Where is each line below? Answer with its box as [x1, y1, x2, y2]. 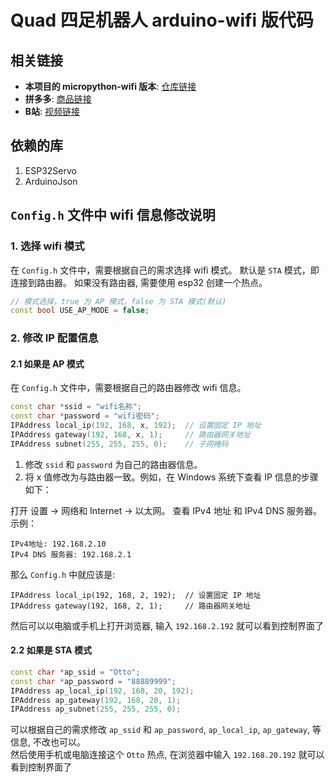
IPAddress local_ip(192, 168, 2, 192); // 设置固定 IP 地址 [10, 590, 262, 600]
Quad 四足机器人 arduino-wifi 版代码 [10, 9, 314, 32]
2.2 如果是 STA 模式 [10, 644, 92, 656]
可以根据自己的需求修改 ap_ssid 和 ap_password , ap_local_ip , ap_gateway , [10, 724, 311, 736]
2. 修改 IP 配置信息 [10, 331, 99, 345]
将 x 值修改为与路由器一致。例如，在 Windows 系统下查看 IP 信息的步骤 [24, 471, 319, 483]
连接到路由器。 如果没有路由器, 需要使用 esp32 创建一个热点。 [10, 276, 268, 288]
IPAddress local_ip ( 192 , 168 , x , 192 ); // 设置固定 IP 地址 [10, 421, 262, 431]
